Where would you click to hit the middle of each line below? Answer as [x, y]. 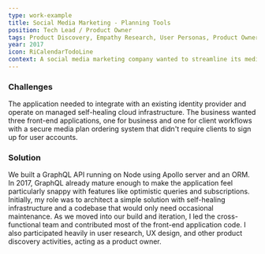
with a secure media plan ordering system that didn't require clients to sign [130, 129]
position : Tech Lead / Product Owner [70, 30]
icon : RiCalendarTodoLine [50, 52]
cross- [228, 216]
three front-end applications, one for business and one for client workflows [130, 121]
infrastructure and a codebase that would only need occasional [111, 208]
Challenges [30, 87]
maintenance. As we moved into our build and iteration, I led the [112, 216]
